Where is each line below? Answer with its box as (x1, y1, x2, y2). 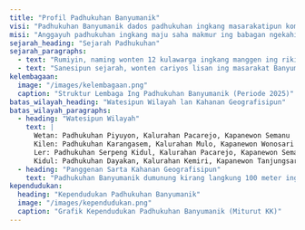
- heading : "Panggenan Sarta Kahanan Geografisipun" (17, 165, 221, 174)
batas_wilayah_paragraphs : (9, 106, 112, 115)
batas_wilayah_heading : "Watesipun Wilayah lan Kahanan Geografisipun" (9, 97, 286, 107)
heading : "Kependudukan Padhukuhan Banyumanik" (17, 190, 202, 199)
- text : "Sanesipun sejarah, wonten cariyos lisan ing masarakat (17, 64, 271, 73)
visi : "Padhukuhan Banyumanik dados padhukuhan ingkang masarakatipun (9, 22, 282, 31)
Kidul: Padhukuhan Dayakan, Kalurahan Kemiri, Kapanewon (33, 156, 254, 166)
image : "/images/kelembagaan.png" (17, 81, 148, 90)
